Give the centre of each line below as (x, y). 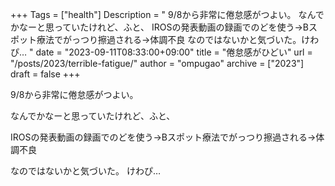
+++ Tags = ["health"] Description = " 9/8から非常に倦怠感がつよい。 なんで (167, 14)
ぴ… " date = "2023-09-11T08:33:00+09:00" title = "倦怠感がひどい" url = (161, 52)
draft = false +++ (45, 74)
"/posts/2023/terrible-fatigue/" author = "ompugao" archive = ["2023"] (157, 63)
